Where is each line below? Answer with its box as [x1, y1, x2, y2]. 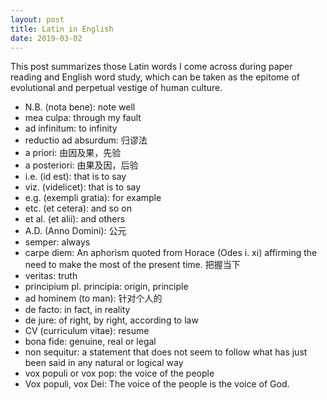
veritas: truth [24, 270, 78, 282]
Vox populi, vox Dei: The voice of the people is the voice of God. [24, 378, 290, 390]
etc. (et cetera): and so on [24, 202, 133, 215]
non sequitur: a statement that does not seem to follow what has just [24, 346, 308, 358]
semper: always [24, 236, 91, 248]
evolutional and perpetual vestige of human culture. [10, 82, 223, 94]
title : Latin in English [10, 24, 114, 34]
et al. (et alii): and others [24, 213, 126, 225]
